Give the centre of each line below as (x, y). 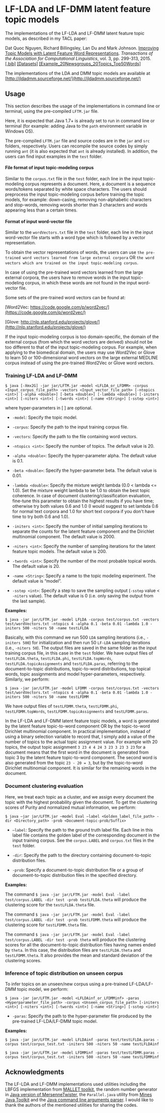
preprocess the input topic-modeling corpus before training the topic (75, 194)
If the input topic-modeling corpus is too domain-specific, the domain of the (82, 337)
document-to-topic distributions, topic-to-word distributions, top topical (78, 669)
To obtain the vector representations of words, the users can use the (75, 252)
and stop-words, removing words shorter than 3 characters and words (76, 205)
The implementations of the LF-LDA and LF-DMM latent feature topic (75, 33)
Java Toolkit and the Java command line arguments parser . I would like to (79, 1100)
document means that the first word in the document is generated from (77, 752)
